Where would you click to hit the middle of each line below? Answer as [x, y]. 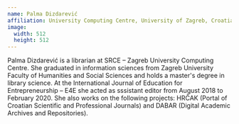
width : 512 [30, 34]
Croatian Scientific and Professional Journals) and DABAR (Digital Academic [119, 106]
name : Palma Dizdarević [43, 14]
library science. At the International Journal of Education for [95, 83]
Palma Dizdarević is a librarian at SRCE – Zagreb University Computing [111, 60]
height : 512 [32, 40]
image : [17, 27]
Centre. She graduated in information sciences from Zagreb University [111, 68]
